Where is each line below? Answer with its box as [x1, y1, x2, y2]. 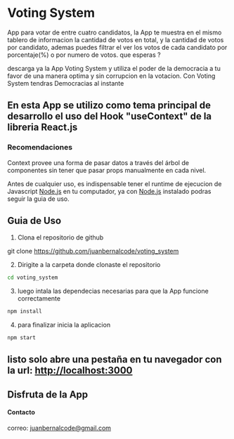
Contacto [7, 408, 35, 417]
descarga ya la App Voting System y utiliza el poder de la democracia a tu [7, 64, 221, 72]
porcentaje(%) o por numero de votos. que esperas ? [7, 51, 161, 59]
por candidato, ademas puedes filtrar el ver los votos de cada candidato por [7, 43, 228, 51]
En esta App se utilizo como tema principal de [7, 100, 212, 112]
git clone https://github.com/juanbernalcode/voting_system [7, 247, 179, 256]
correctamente [17, 294, 61, 303]
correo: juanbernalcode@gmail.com [7, 424, 111, 433]
